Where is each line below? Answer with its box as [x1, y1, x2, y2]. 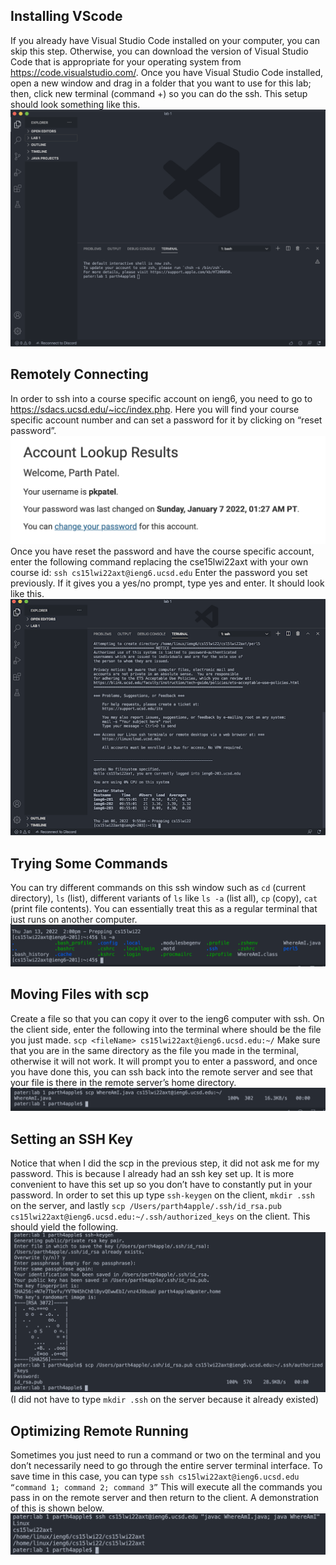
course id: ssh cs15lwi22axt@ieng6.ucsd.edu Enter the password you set [10, 567, 308, 579]
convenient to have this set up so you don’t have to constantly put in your [10, 1179, 313, 1191]
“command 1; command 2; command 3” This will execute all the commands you [10, 1481, 323, 1493]
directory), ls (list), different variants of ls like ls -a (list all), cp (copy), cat [10, 892, 318, 904]
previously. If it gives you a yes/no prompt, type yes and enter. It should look [10, 577, 325, 589]
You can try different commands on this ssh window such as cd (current [10, 882, 307, 894]
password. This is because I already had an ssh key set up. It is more [10, 1168, 295, 1180]
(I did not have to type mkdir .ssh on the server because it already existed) [10, 1394, 320, 1406]
